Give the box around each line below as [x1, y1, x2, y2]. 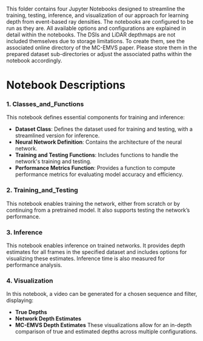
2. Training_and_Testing [6, 186, 79, 194]
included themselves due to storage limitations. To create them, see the [6, 38, 185, 44]
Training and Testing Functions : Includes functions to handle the [15, 152, 179, 159]
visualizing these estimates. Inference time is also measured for [6, 255, 165, 262]
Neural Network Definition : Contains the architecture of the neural [15, 138, 182, 146]
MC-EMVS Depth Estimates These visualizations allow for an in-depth [15, 322, 192, 329]
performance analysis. [6, 261, 62, 269]
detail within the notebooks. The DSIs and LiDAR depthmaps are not [6, 31, 176, 38]
